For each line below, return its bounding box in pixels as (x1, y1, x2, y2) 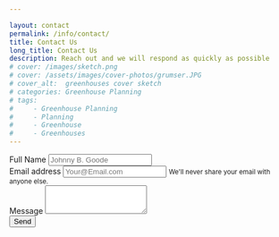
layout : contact (9, 21, 70, 30)
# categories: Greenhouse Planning (9, 87, 142, 97)
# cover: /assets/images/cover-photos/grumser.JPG (9, 71, 202, 80)
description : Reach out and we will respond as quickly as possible (9, 55, 270, 63)
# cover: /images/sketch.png (9, 63, 118, 72)
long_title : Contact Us (9, 46, 98, 55)
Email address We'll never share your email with (9, 166, 271, 176)
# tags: (9, 96, 38, 105)
